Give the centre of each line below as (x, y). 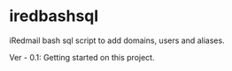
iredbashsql (54, 16)
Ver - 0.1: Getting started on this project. (82, 57)
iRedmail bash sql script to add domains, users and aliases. (117, 40)
